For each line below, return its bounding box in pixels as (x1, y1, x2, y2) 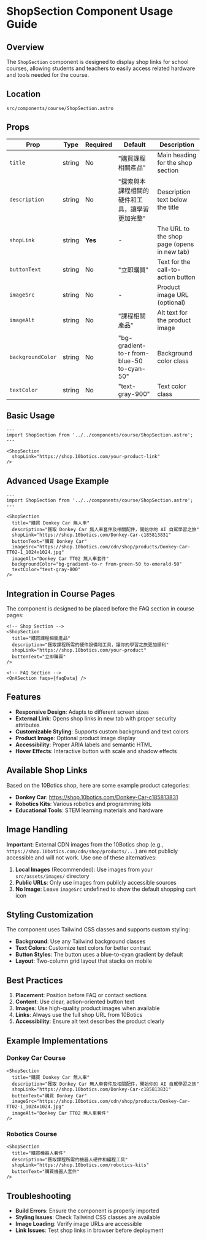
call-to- (157, 265, 181, 274)
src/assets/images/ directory (15, 872, 90, 880)
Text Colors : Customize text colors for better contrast (15, 944, 151, 952)
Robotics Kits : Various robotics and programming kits (15, 800, 151, 807)
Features (6, 692, 41, 702)
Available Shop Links (6, 765, 88, 776)
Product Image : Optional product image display (15, 734, 136, 741)
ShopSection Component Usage (6, 4, 174, 18)
